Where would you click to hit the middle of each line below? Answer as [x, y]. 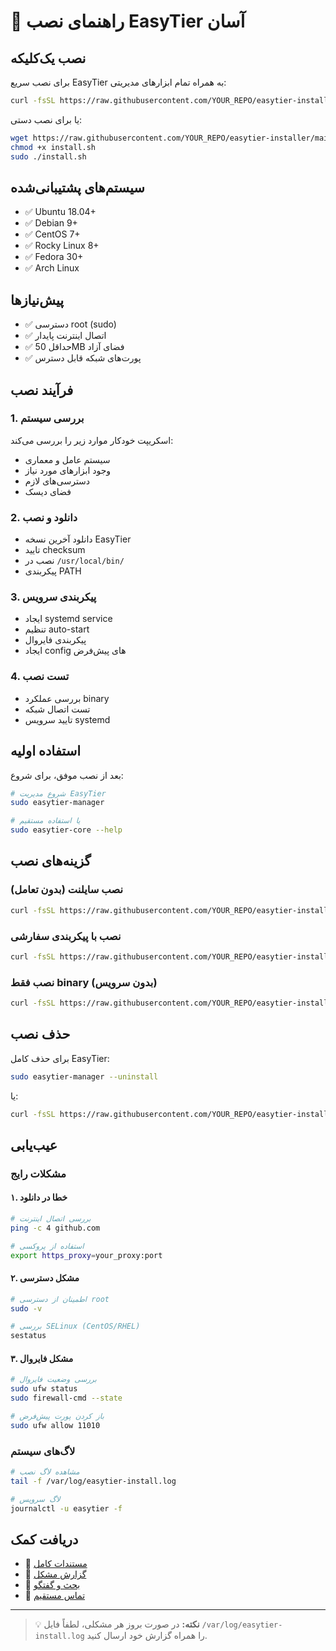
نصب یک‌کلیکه [48, 58]
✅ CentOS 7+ [52, 234]
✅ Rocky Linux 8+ [62, 246]
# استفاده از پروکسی [47, 1246]
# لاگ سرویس [35, 1499]
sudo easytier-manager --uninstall [84, 1076]
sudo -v [26, 1308]
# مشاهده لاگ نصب [45, 1472]
